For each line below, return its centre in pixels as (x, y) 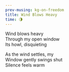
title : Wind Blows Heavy (31, 15)
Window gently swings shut (34, 60)
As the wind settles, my (29, 54)
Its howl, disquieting (26, 45)
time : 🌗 (14, 19)
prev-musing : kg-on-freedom (35, 10)
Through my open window (32, 39)
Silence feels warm (25, 65)
